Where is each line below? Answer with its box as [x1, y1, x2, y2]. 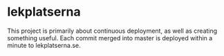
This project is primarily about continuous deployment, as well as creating [7, 27, 218, 35]
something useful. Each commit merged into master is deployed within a [7, 33, 213, 42]
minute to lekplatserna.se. [7, 41, 81, 49]
